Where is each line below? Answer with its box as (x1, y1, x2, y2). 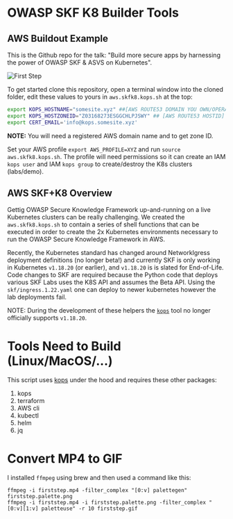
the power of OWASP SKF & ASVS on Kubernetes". (7, 58, 153, 67)
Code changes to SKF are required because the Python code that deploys (7, 271, 218, 279)
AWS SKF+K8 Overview (7, 188, 112, 199)
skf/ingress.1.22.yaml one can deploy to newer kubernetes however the (7, 286, 216, 294)
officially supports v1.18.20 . (7, 314, 87, 322)
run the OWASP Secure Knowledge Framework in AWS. (7, 235, 165, 244)
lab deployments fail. (7, 293, 67, 302)
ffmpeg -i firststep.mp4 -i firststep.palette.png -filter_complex (7, 499, 207, 506)
